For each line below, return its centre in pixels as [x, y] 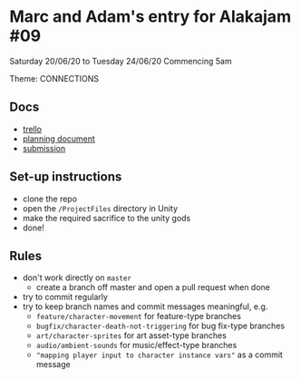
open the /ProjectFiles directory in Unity [100, 208]
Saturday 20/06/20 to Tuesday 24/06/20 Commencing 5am [121, 61]
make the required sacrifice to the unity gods [106, 218]
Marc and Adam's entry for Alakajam [150, 17]
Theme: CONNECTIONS [54, 78]
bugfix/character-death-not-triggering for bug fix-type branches [160, 326]
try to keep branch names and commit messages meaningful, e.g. [145, 306]
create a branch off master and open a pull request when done [153, 287]
